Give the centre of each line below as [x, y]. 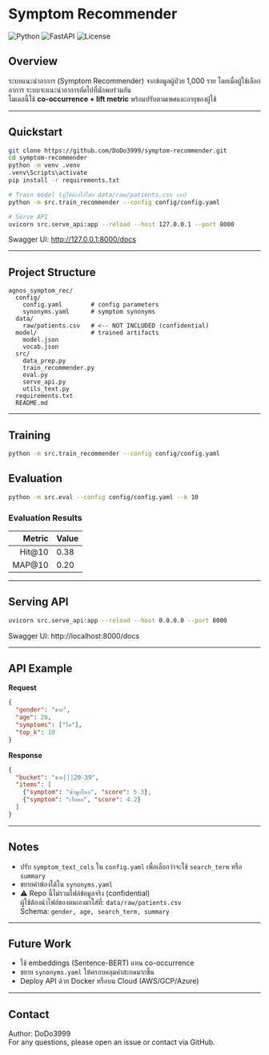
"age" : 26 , [34, 718]
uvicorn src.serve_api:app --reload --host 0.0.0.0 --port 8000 [118, 620]
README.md [32, 403]
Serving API [38, 602]
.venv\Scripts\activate [48, 173]
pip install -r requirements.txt [64, 181]
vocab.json [41, 347]
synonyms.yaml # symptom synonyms [89, 312]
